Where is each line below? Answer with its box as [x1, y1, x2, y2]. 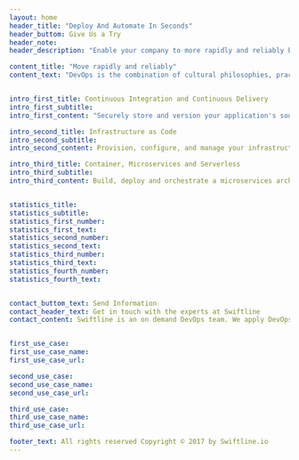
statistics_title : [9, 200, 77, 209]
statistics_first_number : [9, 217, 105, 226]
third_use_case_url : [9, 421, 86, 431]
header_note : [9, 37, 58, 47]
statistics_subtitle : [9, 209, 90, 218]
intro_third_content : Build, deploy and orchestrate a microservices [9, 177, 273, 185]
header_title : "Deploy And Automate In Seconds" [9, 21, 193, 30]
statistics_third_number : [9, 251, 105, 259]
